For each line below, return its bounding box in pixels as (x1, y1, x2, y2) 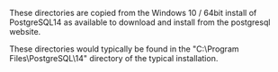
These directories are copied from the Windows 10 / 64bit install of (9, 8, 257, 18)
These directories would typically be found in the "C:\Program (9, 44, 240, 54)
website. (9, 27, 41, 36)
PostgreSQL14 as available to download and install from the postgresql (9, 17, 271, 28)
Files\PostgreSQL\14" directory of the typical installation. (9, 53, 219, 63)
